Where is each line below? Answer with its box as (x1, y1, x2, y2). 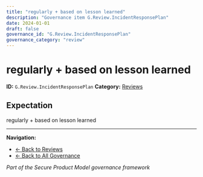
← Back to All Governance (14, 152, 80, 159)
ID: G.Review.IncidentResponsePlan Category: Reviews (6, 83, 143, 90)
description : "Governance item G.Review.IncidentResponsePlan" (6, 14, 169, 21)
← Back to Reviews (14, 146, 63, 153)
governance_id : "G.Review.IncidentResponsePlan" (6, 31, 131, 37)
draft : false (6, 25, 39, 32)
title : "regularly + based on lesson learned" (6, 8, 126, 15)
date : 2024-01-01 (6, 20, 50, 26)
